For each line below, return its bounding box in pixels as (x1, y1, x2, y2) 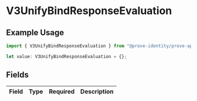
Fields (6, 70, 29, 80)
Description (80, 87, 114, 95)
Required (49, 87, 75, 95)
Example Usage (6, 28, 64, 38)
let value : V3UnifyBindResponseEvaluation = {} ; (6, 53, 127, 59)
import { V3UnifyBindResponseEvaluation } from (6, 43, 125, 49)
